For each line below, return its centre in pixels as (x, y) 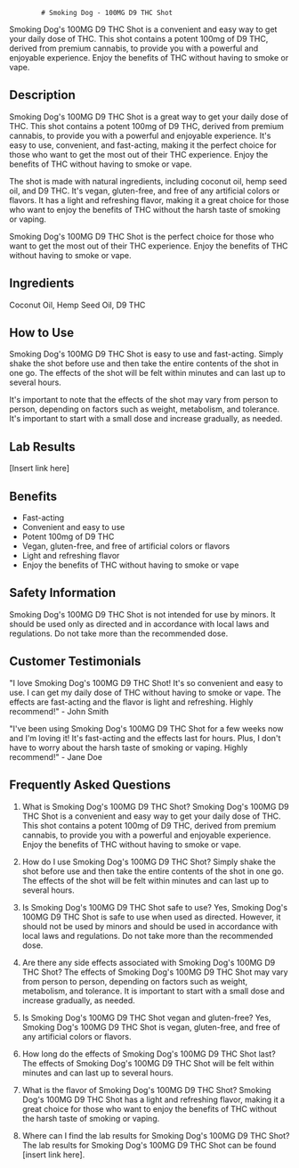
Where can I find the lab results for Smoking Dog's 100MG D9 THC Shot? (156, 1135)
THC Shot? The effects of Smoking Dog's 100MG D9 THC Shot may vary (155, 972)
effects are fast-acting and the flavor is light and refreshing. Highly (131, 702)
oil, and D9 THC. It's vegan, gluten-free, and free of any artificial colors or (145, 191)
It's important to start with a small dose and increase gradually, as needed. (146, 419)
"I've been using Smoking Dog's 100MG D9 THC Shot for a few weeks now (146, 728)
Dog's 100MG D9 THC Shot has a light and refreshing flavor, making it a (154, 1099)
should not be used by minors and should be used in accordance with (150, 926)
